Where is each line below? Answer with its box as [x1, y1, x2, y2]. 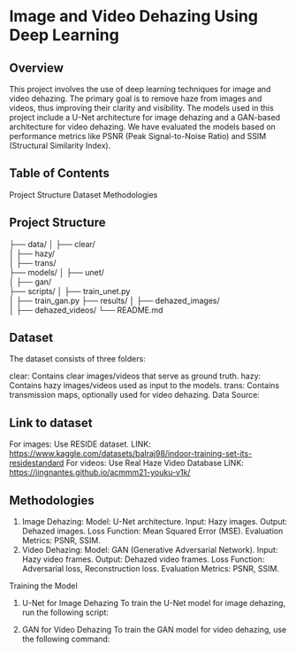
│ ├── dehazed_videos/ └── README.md [9, 304, 163, 315]
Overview [9, 60, 65, 75]
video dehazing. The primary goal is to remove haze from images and [9, 93, 262, 104]
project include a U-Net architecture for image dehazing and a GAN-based [9, 113, 281, 122]
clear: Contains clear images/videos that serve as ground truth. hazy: [9, 370, 262, 382]
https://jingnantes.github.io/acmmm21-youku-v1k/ [9, 467, 191, 478]
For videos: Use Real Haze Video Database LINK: [65, 458, 245, 469]
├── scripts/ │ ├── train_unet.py [9, 285, 131, 296]
